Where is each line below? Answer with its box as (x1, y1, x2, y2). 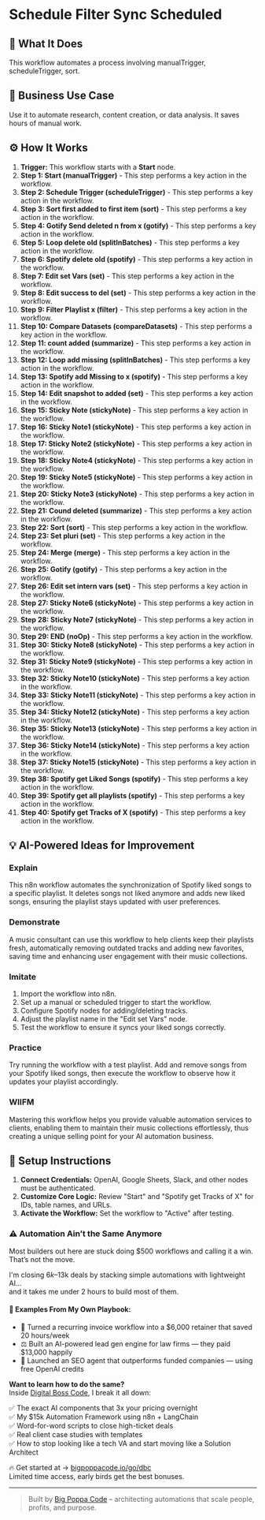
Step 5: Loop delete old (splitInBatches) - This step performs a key (20, 237, 241, 247)
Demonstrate (9, 917, 61, 928)
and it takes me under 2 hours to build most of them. (9, 1287, 179, 1296)
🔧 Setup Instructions (9, 1154, 112, 1167)
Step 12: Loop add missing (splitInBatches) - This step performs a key (20, 355, 251, 364)
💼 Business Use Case (9, 89, 115, 103)
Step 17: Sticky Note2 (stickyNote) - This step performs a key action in (20, 439, 252, 448)
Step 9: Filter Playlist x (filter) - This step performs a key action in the (20, 304, 248, 314)
